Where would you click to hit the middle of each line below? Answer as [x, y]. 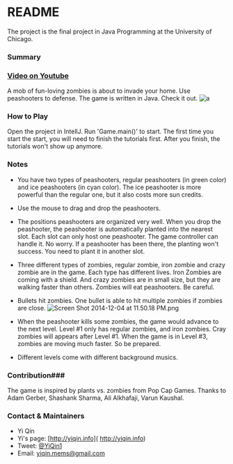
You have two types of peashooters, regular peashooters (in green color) [122, 179]
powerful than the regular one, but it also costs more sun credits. [110, 194]
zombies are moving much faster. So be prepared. [89, 343]
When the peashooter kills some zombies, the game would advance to [118, 321]
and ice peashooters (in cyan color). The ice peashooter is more [109, 187]
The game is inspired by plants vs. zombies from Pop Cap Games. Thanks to [117, 391]
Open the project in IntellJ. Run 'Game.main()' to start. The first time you [111, 132]
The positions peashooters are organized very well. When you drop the [119, 221]
